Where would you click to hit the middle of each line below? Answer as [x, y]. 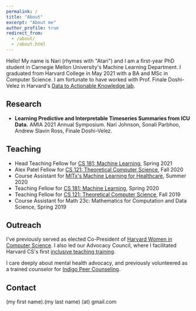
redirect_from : [25, 33]
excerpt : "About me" [31, 22]
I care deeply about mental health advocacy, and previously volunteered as [97, 263]
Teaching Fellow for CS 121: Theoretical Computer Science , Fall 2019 [97, 194]
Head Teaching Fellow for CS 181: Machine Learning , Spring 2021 [93, 163]
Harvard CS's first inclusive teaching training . [61, 252]
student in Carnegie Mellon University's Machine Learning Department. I [94, 67]
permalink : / [22, 11]
